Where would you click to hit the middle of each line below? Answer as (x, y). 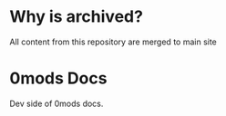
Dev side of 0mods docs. (56, 103)
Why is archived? (77, 17)
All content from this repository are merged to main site (113, 42)
